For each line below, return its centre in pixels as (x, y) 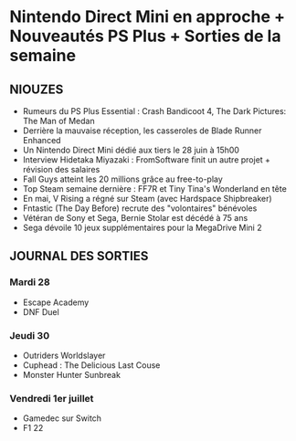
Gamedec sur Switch (62, 418)
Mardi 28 (30, 282)
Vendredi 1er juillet (52, 398)
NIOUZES (37, 89)
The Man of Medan (58, 121)
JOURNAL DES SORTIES (79, 256)
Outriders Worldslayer (64, 355)
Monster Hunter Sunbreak (72, 374)
